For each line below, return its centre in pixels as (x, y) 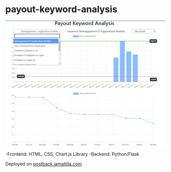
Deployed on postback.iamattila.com (44, 164)
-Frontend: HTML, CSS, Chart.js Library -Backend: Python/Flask (73, 154)
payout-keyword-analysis (61, 9)
